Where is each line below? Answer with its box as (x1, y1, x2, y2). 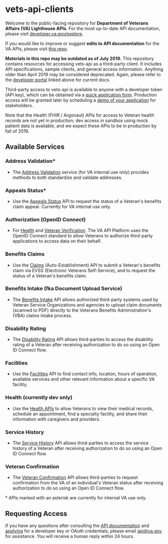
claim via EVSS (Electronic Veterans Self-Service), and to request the (12, 267, 155, 274)
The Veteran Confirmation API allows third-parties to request (12, 474, 138, 480)
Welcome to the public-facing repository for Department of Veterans (5, 20, 149, 26)
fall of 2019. (5, 128, 30, 134)
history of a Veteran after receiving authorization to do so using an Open (12, 445, 162, 451)
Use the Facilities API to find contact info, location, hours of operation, (12, 371, 158, 377)
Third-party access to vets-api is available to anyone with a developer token (5, 86, 162, 92)
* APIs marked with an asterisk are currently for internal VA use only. (5, 495, 147, 501)
